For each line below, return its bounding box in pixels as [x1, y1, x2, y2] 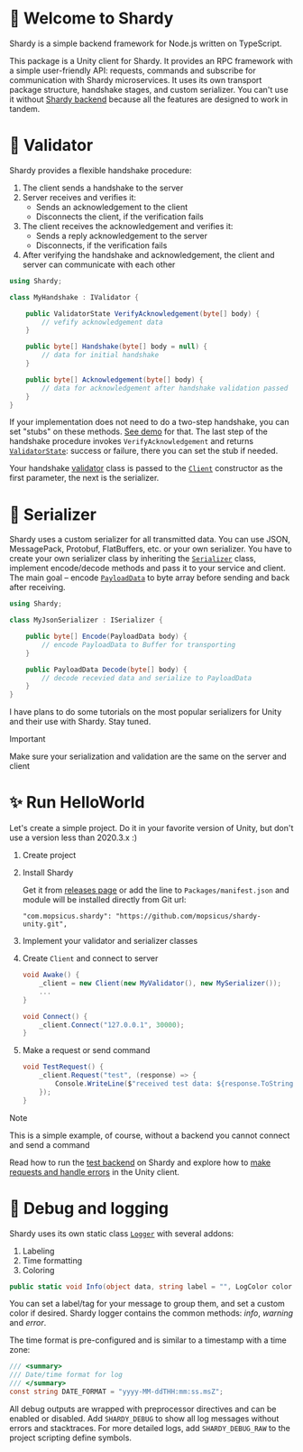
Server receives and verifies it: [22, 191, 137, 202]
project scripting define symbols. [9, 1432, 133, 1443]
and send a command [9, 1139, 90, 1150]
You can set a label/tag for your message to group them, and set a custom [9, 1299, 286, 1309]
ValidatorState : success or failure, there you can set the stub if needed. [9, 446, 279, 457]
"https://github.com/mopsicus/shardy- [115, 911, 262, 921]
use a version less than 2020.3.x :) [9, 832, 138, 843]
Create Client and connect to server [22, 953, 159, 964]
